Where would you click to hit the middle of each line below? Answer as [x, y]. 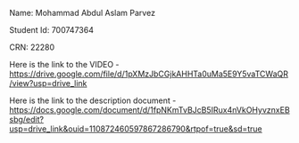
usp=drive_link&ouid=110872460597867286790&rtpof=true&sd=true [136, 129]
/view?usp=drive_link [48, 83]
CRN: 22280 [32, 47]
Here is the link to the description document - [93, 100]
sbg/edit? [27, 119]
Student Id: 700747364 [51, 30]
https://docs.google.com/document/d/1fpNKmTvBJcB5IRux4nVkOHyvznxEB [149, 110]
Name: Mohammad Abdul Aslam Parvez [83, 13]
